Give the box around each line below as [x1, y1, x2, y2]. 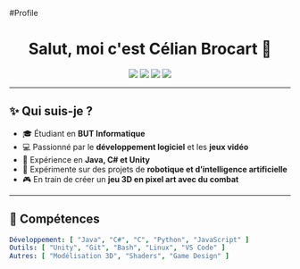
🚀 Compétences [9, 212, 100, 227]
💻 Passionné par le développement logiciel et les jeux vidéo [21, 141, 249, 152]
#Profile [9, 8, 38, 18]
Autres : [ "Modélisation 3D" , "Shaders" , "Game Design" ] [9, 252, 229, 261]
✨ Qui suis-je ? [9, 104, 94, 119]
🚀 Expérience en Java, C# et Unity [21, 154, 150, 164]
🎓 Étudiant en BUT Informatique [21, 128, 146, 139]
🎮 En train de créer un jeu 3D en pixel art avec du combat [21, 173, 239, 184]
